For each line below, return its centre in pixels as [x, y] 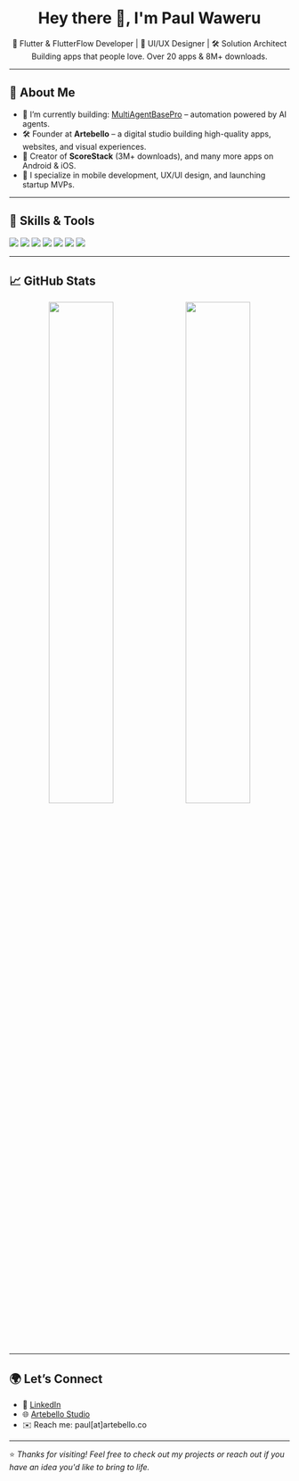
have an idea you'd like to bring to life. [80, 1468]
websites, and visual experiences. [84, 146]
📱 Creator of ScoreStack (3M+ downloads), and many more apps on [148, 156]
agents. [36, 123]
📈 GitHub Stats [53, 281]
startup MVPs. [48, 184]
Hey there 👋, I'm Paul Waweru [149, 18]
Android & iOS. [49, 165]
